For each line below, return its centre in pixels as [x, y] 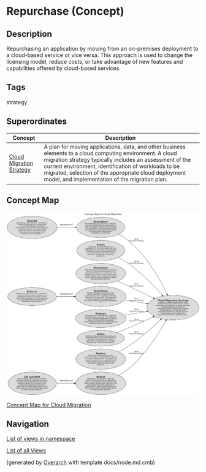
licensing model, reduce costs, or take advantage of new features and [95, 62]
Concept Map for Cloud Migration [49, 405]
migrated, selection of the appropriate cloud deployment [115, 173]
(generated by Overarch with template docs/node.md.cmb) [81, 462]
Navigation [28, 424]
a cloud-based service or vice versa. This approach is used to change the [100, 55]
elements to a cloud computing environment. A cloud [110, 153]
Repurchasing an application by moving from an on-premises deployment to [102, 48]
